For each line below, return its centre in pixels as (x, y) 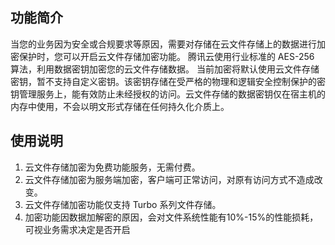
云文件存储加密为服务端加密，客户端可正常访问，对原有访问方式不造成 (169, 179)
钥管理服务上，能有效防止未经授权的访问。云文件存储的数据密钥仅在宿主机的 (168, 94)
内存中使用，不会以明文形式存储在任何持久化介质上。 (120, 106)
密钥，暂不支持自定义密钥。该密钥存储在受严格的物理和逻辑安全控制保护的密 (168, 81)
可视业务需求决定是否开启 (77, 229)
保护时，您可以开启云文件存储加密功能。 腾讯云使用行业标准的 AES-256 (166, 56)
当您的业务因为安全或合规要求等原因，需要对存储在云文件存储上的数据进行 (163, 44)
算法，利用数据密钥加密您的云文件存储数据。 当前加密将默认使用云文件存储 (165, 69)
